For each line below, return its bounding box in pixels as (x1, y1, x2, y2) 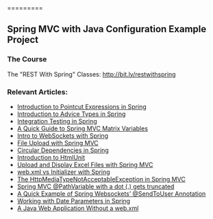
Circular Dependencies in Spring (16, 146, 110, 154)
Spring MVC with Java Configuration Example (7, 23, 207, 35)
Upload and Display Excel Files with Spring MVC (16, 160, 153, 169)
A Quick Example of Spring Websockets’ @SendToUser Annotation (16, 189, 206, 198)
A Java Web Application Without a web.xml (16, 204, 139, 212)
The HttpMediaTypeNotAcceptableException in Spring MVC (16, 175, 186, 183)
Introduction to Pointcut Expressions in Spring (16, 102, 147, 111)
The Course (7, 55, 47, 64)
